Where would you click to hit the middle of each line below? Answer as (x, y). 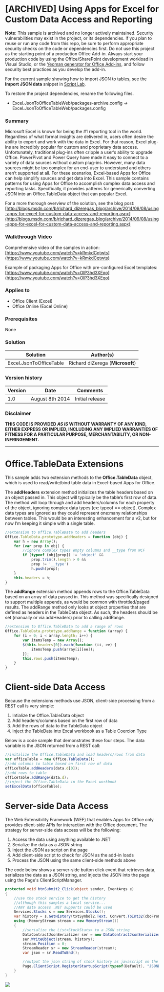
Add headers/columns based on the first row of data (65, 721)
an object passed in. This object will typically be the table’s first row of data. (81, 497)
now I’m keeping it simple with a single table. (50, 523)
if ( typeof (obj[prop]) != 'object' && (63, 555)
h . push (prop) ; (45, 568)
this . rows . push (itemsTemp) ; (51, 658)
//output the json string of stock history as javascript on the (91, 962)
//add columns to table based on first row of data (59, 764)
